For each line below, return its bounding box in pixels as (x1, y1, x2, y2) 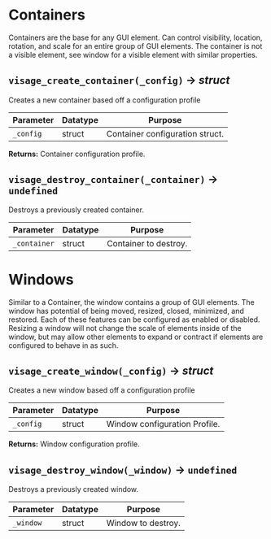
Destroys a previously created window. (8, 485, 139, 494)
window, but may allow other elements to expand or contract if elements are (8, 332, 264, 341)
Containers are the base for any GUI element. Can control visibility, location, (8, 33, 263, 42)
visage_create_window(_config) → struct (8, 363, 214, 377)
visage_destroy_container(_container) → (8, 172, 218, 186)
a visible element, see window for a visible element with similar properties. (8, 50, 258, 59)
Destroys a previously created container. (8, 205, 145, 215)
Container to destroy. (107, 237, 188, 249)
